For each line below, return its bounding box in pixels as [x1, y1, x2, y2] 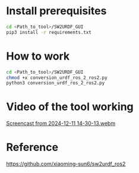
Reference [6, 141, 58, 154]
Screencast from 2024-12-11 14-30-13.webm [6, 120, 116, 127]
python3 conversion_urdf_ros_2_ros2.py [6, 80, 105, 86]
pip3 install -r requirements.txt [6, 29, 92, 35]
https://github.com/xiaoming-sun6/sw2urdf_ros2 [6, 161, 126, 168]
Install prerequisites [6, 4, 107, 18]
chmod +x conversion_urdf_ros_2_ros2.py [6, 74, 108, 81]
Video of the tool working [6, 100, 134, 114]
